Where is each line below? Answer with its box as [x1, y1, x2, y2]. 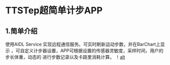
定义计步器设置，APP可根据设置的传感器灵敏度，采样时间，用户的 [24, 48, 164, 54]
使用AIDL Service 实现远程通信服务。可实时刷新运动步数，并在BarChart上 [5, 41, 161, 47]
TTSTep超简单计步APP [5, 5, 103, 16]
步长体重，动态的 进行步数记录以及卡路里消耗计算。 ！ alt [5, 54, 125, 60]
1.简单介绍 [5, 27, 38, 35]
